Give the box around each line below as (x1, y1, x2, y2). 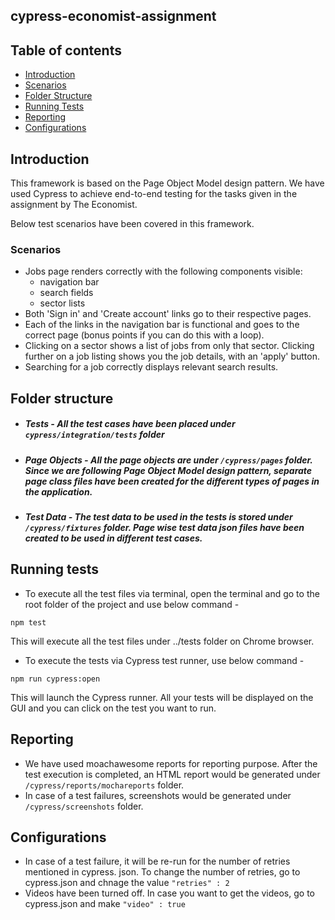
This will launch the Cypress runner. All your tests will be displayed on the (10, 691, 314, 703)
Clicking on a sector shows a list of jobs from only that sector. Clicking (24, 340, 315, 352)
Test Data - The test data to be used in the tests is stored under (24, 511, 293, 523)
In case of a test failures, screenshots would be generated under (24, 789, 292, 801)
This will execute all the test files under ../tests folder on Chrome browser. (10, 635, 315, 647)
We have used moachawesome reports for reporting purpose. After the (24, 757, 318, 769)
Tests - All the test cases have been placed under (24, 418, 236, 430)
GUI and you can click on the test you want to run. (10, 702, 217, 714)
